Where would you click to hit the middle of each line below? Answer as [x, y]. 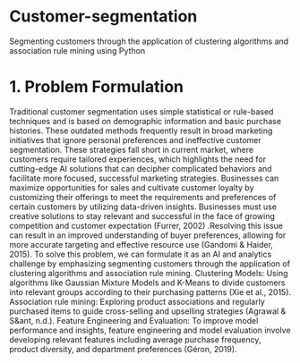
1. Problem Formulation [97, 87]
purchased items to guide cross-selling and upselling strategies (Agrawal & [148, 311]
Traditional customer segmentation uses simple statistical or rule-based [141, 111]
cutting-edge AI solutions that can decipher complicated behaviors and [141, 168]
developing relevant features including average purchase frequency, [135, 339]
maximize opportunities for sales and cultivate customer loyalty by [132, 187]
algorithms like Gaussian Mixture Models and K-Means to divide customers [147, 283]
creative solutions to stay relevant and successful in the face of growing [142, 215]
